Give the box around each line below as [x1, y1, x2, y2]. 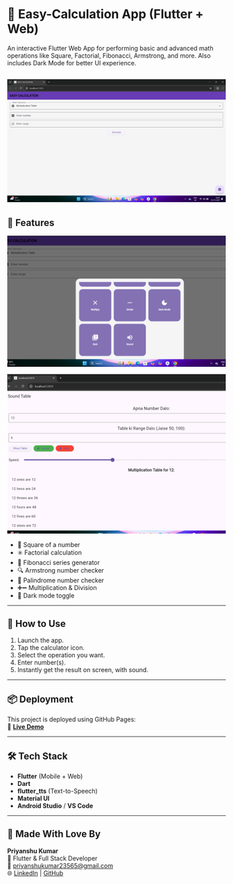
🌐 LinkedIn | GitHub [7, 869, 64, 877]
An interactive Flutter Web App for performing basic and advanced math [7, 44, 214, 52]
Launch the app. [17, 636, 64, 645]
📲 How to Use [7, 618, 66, 630]
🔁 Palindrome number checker [17, 576, 105, 584]
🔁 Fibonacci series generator [17, 558, 101, 566]
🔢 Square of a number [17, 540, 80, 548]
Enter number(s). [17, 658, 66, 666]
